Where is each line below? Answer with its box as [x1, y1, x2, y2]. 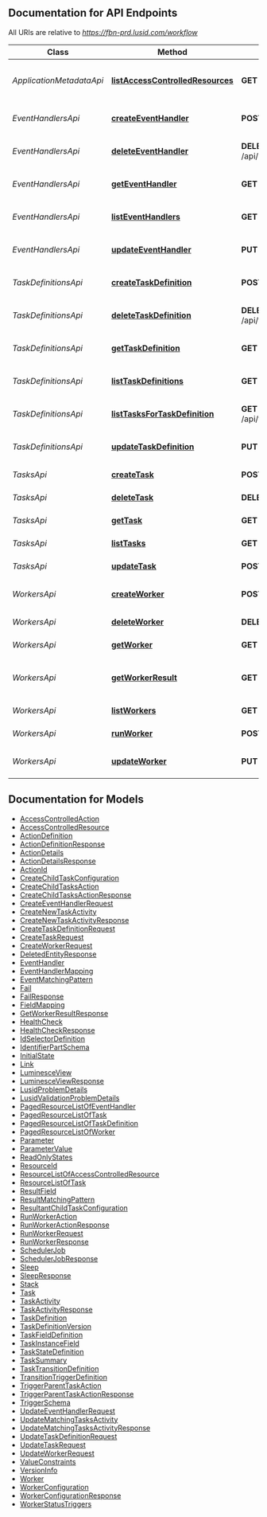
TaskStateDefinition [19, 1347, 84, 1356]
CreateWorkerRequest [19, 940, 93, 950]
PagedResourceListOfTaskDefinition [19, 1118, 139, 1128]
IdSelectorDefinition [19, 1034, 86, 1043]
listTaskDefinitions [110, 375, 184, 386]
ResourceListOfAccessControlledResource [19, 1169, 160, 1179]
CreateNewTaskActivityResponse [19, 915, 130, 925]
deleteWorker [110, 616, 164, 628]
